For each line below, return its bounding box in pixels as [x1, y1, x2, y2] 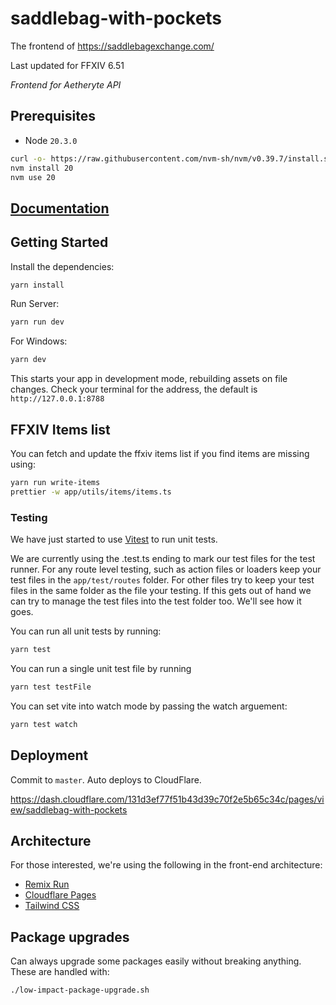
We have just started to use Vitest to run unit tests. [10, 533, 218, 546]
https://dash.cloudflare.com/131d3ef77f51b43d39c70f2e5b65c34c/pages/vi [10, 793, 325, 805]
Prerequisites [10, 108, 96, 125]
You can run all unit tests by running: [10, 625, 162, 637]
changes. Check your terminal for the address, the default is [10, 383, 258, 396]
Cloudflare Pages [24, 889, 97, 901]
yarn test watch [10, 719, 78, 729]
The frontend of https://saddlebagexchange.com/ [10, 40, 215, 52]
